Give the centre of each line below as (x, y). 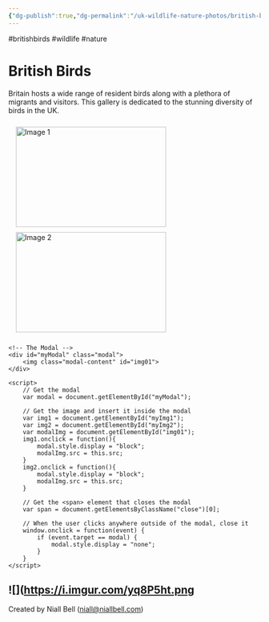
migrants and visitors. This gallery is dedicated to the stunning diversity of (130, 102)
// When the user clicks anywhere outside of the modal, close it (136, 523)
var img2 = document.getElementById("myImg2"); (103, 425)
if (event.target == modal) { (87, 537)
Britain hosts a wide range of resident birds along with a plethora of (119, 93)
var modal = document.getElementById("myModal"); (107, 397)
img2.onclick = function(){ (69, 467)
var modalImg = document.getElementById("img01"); (109, 432)
